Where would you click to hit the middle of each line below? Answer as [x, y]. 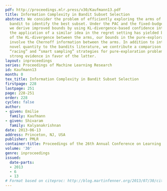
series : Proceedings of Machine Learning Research [59, 65]
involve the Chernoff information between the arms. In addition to [82, 42]
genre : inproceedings [28, 153]
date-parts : [22, 162]
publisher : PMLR [22, 139]
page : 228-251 [20, 93]
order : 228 [16, 97]
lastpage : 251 [20, 88]
